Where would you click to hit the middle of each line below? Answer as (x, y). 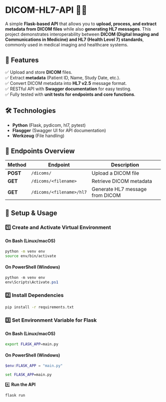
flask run (15, 395)
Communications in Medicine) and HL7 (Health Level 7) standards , (75, 39)
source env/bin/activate (31, 256)
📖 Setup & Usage (31, 213)
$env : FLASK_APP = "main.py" (34, 365)
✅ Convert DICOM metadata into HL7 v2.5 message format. (66, 83)
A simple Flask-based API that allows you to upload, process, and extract (81, 24)
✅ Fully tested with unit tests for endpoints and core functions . (70, 94)
